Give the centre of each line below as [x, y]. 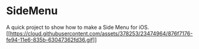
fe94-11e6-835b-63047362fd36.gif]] [52, 40]
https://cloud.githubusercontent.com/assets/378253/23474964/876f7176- [101, 33]
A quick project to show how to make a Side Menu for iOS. [78, 27]
